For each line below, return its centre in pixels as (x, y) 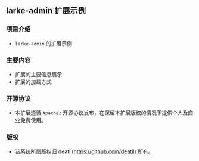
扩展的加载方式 (33, 82)
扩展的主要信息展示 (38, 74)
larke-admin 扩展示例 (46, 11)
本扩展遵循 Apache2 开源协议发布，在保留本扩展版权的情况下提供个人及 (101, 113)
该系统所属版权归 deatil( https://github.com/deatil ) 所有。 (84, 151)
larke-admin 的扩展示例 (43, 43)
